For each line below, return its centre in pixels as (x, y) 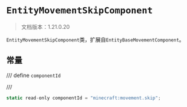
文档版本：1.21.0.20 (45, 26)
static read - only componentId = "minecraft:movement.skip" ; (84, 98)
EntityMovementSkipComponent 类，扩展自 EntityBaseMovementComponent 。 (95, 39)
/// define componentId (34, 75)
